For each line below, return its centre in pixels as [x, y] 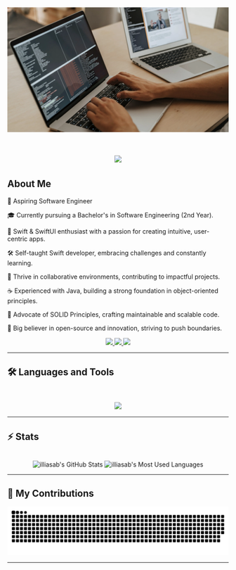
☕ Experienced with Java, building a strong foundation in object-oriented [113, 291]
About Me [29, 184]
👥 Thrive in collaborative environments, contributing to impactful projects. [114, 277]
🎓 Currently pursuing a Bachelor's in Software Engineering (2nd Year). [111, 215]
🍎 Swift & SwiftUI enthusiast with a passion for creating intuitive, [100, 231]
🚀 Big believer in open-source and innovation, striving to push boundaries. [115, 328]
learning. [20, 262]
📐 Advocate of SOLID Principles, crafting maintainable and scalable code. [113, 314]
